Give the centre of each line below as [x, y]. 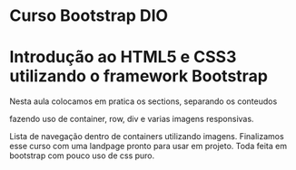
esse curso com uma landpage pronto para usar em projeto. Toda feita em [148, 146]
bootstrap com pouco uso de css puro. [82, 156]
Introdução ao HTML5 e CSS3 [123, 57]
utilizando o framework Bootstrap [138, 76]
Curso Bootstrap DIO [89, 16]
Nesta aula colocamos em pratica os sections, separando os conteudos [143, 101]
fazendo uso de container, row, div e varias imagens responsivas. [132, 119]
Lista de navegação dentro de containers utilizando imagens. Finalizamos [147, 137]
